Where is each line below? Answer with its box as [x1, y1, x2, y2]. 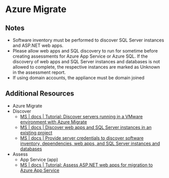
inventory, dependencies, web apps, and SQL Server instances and [20, 140, 160, 146]
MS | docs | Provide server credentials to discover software [20, 135, 144, 141]
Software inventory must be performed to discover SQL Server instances [12, 37, 164, 43]
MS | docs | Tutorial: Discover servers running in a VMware [20, 113, 143, 119]
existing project [20, 129, 52, 136]
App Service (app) [20, 156, 59, 162]
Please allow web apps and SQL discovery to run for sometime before [12, 48, 158, 54]
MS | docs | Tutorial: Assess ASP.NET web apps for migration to [20, 162, 153, 168]
